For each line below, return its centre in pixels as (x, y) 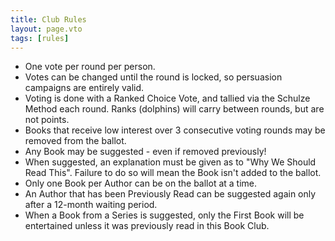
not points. (47, 120)
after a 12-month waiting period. (91, 205)
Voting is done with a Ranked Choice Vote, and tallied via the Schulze (167, 98)
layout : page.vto (46, 29)
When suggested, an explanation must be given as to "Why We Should (170, 162)
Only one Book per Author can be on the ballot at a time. (141, 183)
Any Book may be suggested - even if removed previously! (145, 152)
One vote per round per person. (90, 67)
